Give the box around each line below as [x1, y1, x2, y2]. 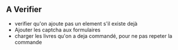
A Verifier [6, 5, 42, 15]
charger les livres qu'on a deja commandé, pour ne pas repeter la [14, 32, 173, 40]
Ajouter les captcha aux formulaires [14, 26, 101, 33]
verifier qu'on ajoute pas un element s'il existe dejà [14, 20, 138, 27]
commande [14, 38, 42, 45]
